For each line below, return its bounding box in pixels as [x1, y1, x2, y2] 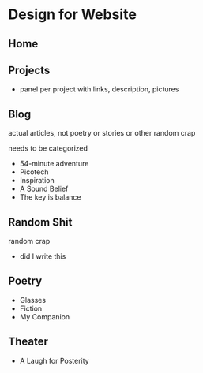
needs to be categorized [8, 144, 88, 153]
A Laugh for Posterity [19, 356, 89, 365]
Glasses [19, 295, 46, 304]
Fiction [19, 304, 43, 313]
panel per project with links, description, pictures [19, 84, 179, 94]
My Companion [19, 311, 70, 321]
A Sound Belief [19, 184, 69, 194]
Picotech [19, 167, 49, 177]
